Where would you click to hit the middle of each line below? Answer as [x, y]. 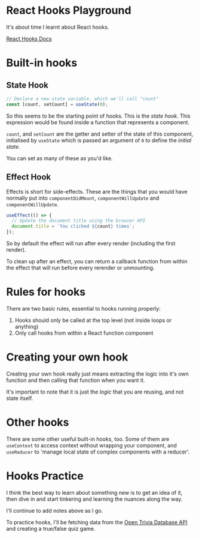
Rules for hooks [46, 292]
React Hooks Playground [69, 10]
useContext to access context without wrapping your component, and [92, 445]
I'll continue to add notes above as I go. [55, 510]
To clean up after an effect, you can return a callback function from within [97, 261]
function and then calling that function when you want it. [76, 380]
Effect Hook [29, 177]
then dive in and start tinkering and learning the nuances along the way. [94, 499]
